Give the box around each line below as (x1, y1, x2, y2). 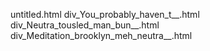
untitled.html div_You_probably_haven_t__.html (10, 9, 200, 20)
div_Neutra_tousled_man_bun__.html (10, 19, 160, 31)
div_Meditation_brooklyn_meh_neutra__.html (10, 30, 193, 41)
